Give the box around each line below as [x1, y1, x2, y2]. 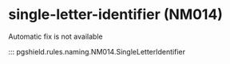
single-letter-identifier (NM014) [8, 6, 224, 24]
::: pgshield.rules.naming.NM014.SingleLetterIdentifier [8, 47, 186, 56]
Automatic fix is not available [8, 32, 103, 41]
